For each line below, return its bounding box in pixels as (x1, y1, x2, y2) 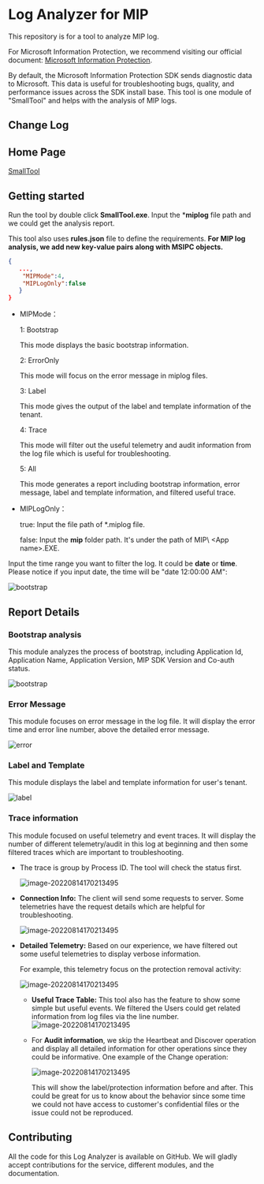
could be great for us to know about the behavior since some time (31, 1091, 246, 1100)
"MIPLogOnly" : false (22, 279, 87, 287)
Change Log (8, 118, 69, 132)
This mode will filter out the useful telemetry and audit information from (19, 440, 252, 450)
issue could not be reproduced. (31, 1107, 134, 1117)
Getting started (8, 189, 85, 203)
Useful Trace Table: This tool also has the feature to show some (31, 995, 240, 1004)
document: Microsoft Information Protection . (8, 55, 153, 65)
